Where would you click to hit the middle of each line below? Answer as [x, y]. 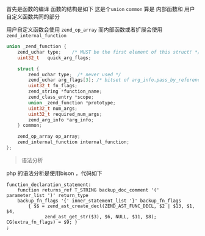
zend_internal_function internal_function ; [74, 142]
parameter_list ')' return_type [47, 195]
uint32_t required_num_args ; [65, 114]
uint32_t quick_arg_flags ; [54, 58]
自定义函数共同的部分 [33, 16]
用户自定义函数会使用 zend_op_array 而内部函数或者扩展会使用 [85, 30]
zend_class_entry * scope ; [61, 97]
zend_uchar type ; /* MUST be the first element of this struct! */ [109, 52]
